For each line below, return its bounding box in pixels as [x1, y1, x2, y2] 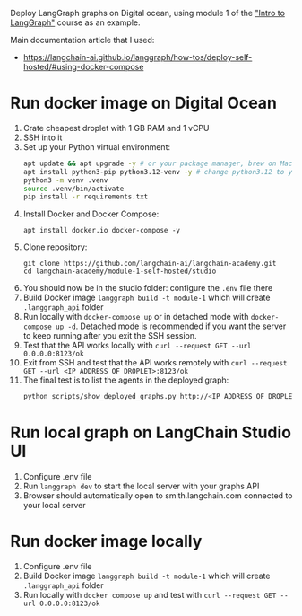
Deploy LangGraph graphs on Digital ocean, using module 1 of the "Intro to [10, 8, 286, 18]
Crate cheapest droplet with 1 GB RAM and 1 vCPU [22, 122, 210, 133]
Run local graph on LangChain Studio [10, 422, 292, 443]
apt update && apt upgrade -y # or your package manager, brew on [22, 159, 277, 168]
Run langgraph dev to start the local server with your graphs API [22, 480, 260, 492]
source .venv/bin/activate [22, 184, 125, 193]
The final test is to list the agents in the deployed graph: [22, 374, 229, 385]
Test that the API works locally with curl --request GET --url [22, 340, 252, 351]
